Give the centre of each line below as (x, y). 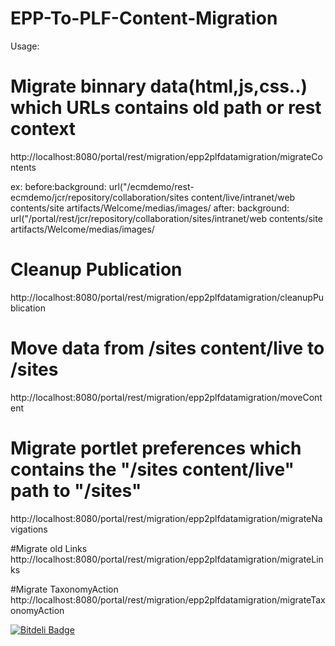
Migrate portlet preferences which (156, 448)
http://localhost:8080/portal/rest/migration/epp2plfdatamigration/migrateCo (166, 156)
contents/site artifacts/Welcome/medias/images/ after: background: (150, 208)
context (43, 129)
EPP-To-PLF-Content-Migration (144, 18)
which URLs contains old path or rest (166, 108)
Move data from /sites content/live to (167, 348)
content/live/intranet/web (243, 197)
